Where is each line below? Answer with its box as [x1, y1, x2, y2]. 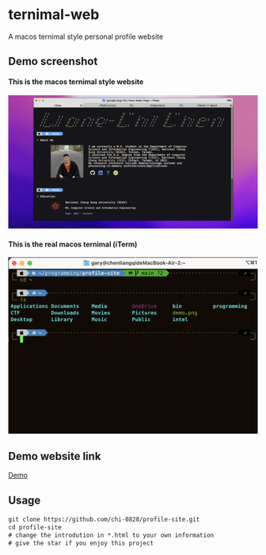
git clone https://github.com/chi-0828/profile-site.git [8, 515, 200, 523]
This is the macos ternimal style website [8, 77, 144, 86]
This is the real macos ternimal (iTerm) [8, 239, 138, 249]
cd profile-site [8, 523, 62, 531]
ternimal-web [8, 6, 100, 24]
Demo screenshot [8, 55, 98, 68]
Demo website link [8, 450, 101, 463]
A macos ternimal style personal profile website [8, 32, 164, 41]
